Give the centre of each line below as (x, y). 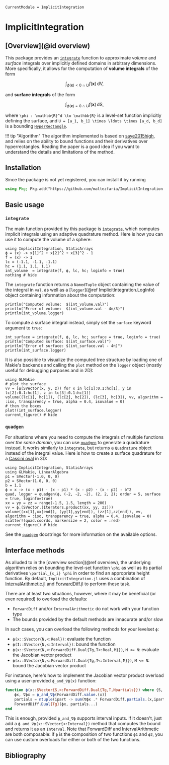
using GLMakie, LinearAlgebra (37, 472)
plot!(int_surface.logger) (33, 410)
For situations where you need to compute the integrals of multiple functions (84, 437)
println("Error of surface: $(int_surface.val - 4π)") (64, 346)
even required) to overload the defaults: (46, 599)
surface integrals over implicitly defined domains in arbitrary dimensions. (81, 63)
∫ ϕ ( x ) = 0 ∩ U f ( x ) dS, (84, 105)
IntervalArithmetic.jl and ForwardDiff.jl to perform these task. (68, 584)
